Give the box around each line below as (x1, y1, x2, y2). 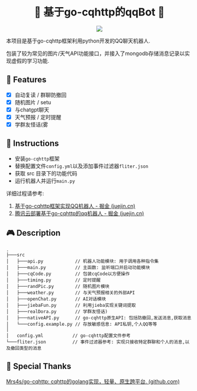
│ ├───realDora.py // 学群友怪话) (6, 309, 108, 315)
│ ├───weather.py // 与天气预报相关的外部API (6, 290, 135, 296)
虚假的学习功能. (11, 57, 50, 64)
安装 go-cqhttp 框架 (14, 155, 60, 162)
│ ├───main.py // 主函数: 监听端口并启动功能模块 (6, 264, 150, 270)
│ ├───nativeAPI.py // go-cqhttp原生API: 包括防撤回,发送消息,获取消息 (6, 315, 192, 321)
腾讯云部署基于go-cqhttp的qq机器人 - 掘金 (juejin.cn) (14, 210, 144, 217)
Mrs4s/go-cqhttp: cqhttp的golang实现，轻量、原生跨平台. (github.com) (6, 377, 180, 385)
